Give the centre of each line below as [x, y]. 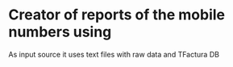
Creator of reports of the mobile [117, 15]
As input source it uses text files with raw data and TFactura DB [114, 54]
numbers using [60, 32]
